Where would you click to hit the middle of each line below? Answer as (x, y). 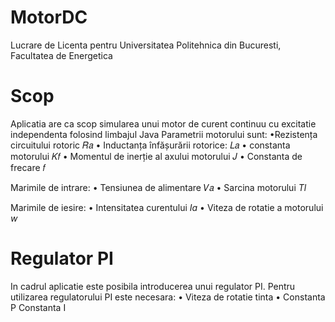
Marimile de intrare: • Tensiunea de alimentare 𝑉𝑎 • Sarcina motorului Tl (158, 187)
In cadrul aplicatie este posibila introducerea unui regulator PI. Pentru (153, 286)
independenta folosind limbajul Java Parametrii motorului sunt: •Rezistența (164, 134)
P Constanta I (38, 307)
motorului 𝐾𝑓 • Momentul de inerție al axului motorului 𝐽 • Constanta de (156, 156)
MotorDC (49, 17)
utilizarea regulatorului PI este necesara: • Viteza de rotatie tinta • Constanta (168, 297)
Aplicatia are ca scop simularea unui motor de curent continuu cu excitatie (163, 123)
